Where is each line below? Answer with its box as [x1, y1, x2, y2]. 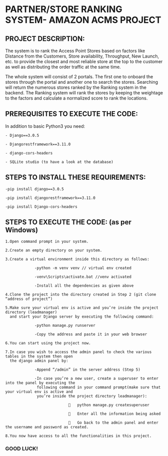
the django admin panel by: [10, 359, 69, 364]
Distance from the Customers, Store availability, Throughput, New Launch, [5, 53, 159, 59]
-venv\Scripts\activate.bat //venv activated [34, 274, 132, 280]
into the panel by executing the [5, 380, 75, 386]
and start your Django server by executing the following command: [10, 314, 154, 319]
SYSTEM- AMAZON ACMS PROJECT [5, 14, 161, 26]
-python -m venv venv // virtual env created [34, 266, 132, 271]
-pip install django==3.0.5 [5, 186, 64, 191]
